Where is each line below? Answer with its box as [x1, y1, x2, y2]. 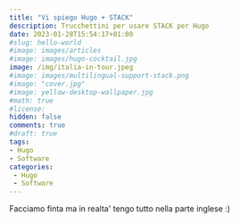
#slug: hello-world [9, 37, 82, 47]
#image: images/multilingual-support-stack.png [9, 71, 190, 80]
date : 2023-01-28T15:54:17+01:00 [9, 29, 134, 38]
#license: [9, 104, 46, 113]
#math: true [9, 95, 54, 105]
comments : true [9, 121, 66, 130]
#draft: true [9, 129, 58, 138]
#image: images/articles [9, 46, 102, 55]
